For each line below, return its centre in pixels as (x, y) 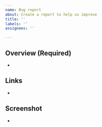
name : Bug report (23, 10)
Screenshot (24, 109)
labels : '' (16, 24)
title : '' (15, 19)
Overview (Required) (38, 53)
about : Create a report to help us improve (51, 14)
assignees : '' (20, 28)
